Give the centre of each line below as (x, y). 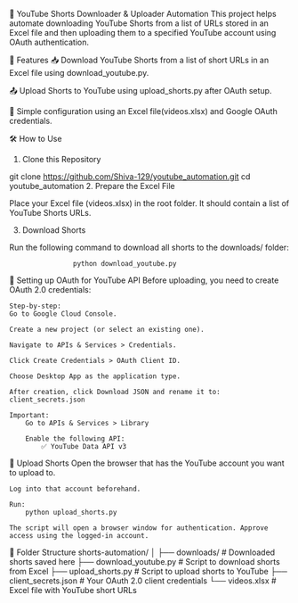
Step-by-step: (36, 306)
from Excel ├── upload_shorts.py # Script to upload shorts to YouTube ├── (148, 571)
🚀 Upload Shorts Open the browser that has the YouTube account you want (147, 463)
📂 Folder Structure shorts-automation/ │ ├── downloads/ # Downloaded (142, 552)
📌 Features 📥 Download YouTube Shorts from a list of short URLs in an (139, 60)
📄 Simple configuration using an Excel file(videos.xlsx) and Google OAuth (143, 111)
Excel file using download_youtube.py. (79, 73)
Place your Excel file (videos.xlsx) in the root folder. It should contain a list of (149, 203)
